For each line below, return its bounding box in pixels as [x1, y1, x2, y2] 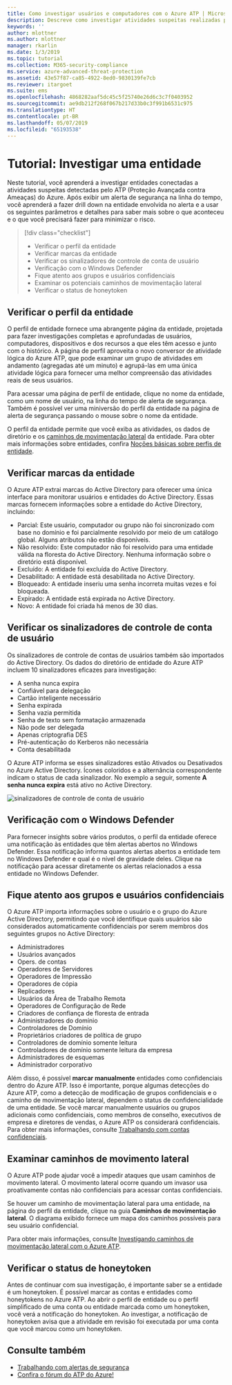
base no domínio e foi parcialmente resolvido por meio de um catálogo [17, 528, 219, 536]
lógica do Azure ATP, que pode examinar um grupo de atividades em [7, 354, 203, 363]
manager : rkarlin [7, 42, 57, 49]
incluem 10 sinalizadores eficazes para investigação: [7, 666, 157, 674]
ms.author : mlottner [7, 36, 67, 43]
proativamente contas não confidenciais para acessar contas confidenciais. [7, 1186, 223, 1194]
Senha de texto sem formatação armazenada [17, 715, 146, 724]
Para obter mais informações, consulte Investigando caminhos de [7, 1235, 194, 1243]
